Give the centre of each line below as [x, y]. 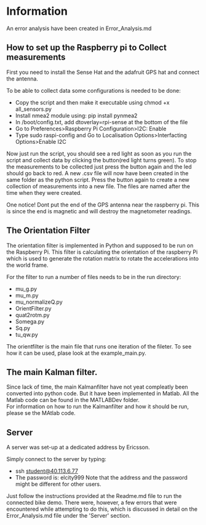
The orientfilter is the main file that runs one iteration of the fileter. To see [99, 346]
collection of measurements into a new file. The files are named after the [98, 186]
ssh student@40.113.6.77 [47, 471]
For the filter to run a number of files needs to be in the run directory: [94, 277]
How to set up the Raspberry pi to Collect [87, 48]
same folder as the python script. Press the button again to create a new [98, 180]
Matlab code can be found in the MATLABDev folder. [73, 400]
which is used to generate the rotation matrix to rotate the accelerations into [102, 258]
